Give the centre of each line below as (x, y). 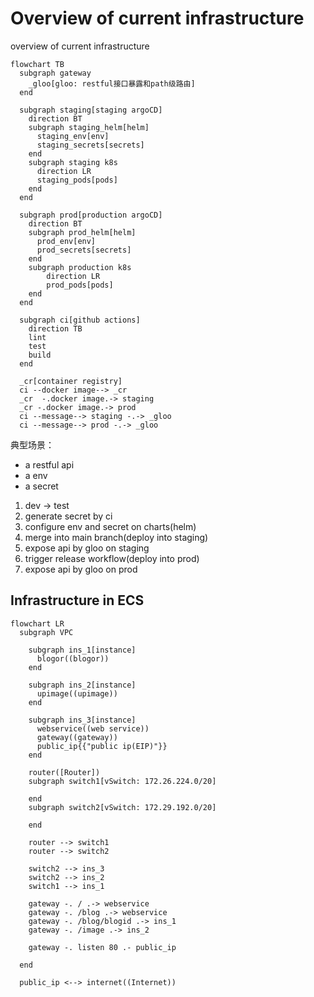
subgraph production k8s (80, 267)
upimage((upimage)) (77, 693)
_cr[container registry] (71, 381)
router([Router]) (64, 772)
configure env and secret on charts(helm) (110, 526)
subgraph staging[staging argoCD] (91, 110)
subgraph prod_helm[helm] (82, 232)
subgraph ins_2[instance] (82, 685)
